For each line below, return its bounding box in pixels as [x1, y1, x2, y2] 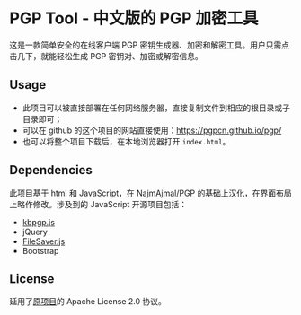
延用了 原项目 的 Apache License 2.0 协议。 [9, 296, 166, 307]
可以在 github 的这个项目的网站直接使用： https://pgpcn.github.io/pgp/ [22, 125, 282, 136]
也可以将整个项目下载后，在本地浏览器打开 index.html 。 [22, 136, 231, 146]
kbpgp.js [22, 216, 56, 227]
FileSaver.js [22, 235, 66, 247]
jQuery [22, 226, 48, 237]
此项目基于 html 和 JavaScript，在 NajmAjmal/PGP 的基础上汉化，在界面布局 [9, 188, 292, 198]
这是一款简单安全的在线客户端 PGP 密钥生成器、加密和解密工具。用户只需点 [9, 39, 290, 50]
